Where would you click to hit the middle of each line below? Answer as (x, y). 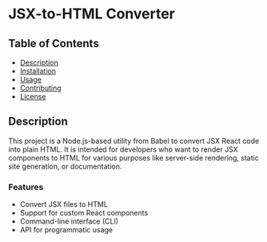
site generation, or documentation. (65, 166)
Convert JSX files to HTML (64, 204)
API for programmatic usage (66, 230)
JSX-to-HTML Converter (92, 14)
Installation (38, 71)
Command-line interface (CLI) (69, 221)
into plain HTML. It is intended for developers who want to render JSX (123, 149)
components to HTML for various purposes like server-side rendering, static (134, 157)
